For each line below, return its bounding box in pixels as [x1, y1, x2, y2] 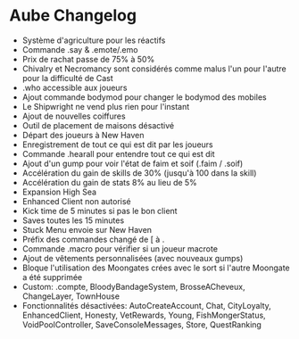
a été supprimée [21, 271, 83, 282]
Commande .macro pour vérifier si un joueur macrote [21, 243, 219, 254]
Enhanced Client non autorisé [21, 195, 131, 206]
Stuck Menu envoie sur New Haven [21, 224, 153, 235]
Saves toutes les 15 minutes [21, 215, 125, 226]
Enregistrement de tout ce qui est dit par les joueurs [21, 139, 213, 150]
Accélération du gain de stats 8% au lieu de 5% [21, 177, 198, 187]
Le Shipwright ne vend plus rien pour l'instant [21, 101, 190, 112]
